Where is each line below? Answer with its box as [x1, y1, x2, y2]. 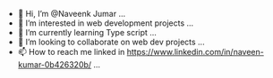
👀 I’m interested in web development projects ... [17, 18, 194, 28]
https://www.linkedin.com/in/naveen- [126, 47, 264, 57]
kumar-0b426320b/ [17, 59, 92, 70]
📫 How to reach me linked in [17, 47, 125, 57]
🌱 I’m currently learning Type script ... [17, 27, 157, 37]
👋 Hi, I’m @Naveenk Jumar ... [17, 9, 126, 19]
